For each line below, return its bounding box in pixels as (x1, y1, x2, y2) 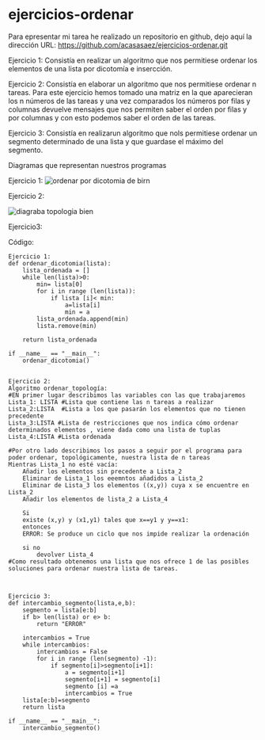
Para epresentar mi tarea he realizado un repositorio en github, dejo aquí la (8, 32, 252, 41)
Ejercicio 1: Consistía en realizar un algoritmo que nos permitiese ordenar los (8, 55, 258, 65)
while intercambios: (22, 640, 90, 649)
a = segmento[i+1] (64, 668, 126, 677)
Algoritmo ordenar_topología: (8, 384, 108, 392)
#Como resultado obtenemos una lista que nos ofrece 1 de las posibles (8, 557, 249, 566)
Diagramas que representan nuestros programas (8, 160, 167, 170)
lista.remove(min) (36, 322, 97, 330)
